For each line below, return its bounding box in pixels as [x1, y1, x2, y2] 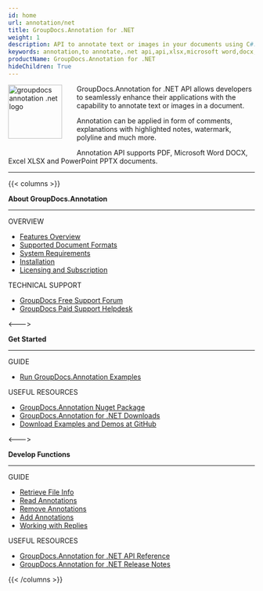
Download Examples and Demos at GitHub [19, 419, 157, 429]
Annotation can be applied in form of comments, [77, 115, 233, 126]
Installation [19, 257, 56, 266]
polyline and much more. [77, 133, 157, 142]
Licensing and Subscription [19, 264, 108, 275]
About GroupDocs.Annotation [8, 194, 108, 203]
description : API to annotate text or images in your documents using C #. [8, 41, 258, 49]
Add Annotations [19, 512, 74, 522]
